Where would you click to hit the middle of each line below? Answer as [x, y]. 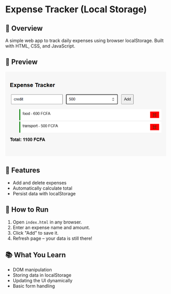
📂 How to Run [27, 210]
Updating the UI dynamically [43, 281]
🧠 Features [23, 171]
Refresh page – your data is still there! [53, 238]
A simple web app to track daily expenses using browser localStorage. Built [84, 40]
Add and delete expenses [40, 183]
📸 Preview [21, 62]
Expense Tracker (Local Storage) [76, 9]
